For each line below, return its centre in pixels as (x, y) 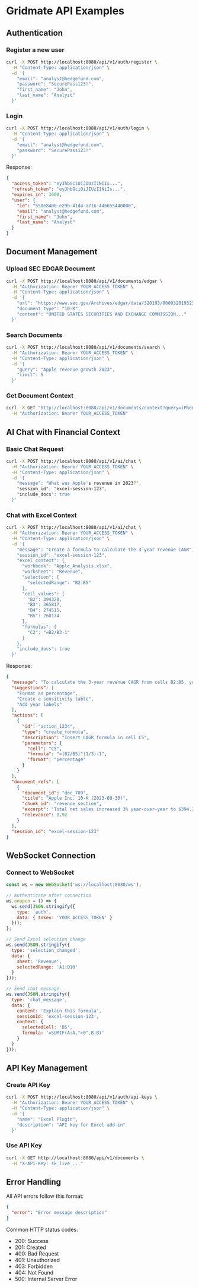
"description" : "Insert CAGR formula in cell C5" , (86, 737)
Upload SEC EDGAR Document (51, 269)
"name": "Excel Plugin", (47, 1119)
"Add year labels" (39, 704)
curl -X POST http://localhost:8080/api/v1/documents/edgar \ (84, 281)
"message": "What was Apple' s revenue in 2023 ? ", (79, 483)
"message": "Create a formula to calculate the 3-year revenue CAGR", (106, 550)
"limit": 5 (30, 375)
